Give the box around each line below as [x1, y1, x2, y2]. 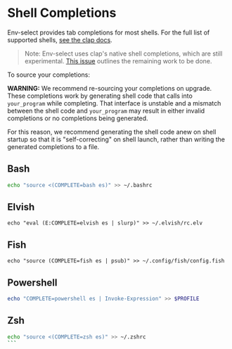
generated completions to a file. [7, 142, 100, 151]
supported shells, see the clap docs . [7, 35, 112, 44]
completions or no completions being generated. [7, 114, 149, 122]
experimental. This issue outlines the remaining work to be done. [24, 56, 212, 65]
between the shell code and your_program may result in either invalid [7, 106, 205, 115]
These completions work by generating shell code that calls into [7, 91, 193, 100]
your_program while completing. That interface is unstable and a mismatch [7, 99, 221, 107]
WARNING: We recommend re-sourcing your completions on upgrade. [7, 84, 212, 92]
